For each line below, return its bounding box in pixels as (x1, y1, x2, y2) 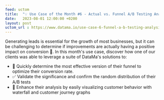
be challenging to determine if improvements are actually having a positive (5, 44, 155, 50)
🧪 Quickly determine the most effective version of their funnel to (12, 64, 142, 69)
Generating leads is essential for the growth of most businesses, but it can (5, 38, 155, 44)
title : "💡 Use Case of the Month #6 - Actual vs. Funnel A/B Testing (5, 12, 152, 17)
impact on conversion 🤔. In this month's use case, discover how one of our (5, 49, 155, 55)
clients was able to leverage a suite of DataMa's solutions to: (5, 54, 127, 60)
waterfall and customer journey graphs (12, 89, 91, 95)
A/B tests (12, 79, 31, 85)
